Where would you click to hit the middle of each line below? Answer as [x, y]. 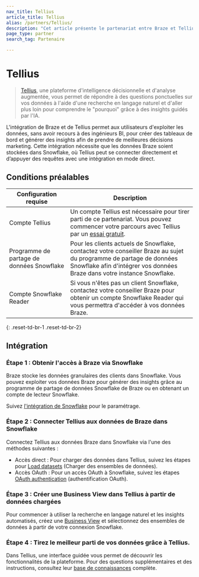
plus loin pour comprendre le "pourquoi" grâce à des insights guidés [104, 109]
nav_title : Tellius [30, 12]
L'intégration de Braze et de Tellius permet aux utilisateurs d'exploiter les [95, 127]
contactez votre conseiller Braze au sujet [127, 251]
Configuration [37, 194]
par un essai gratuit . [98, 234]
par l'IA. [30, 115]
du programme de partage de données [124, 258]
